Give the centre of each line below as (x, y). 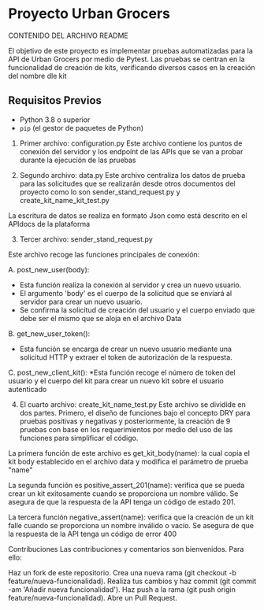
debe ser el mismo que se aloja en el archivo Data (100, 318)
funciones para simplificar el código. (79, 438)
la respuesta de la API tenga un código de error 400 (93, 534)
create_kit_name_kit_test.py (65, 200)
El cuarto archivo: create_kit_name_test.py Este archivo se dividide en (132, 404)
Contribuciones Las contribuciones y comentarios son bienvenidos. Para (126, 549)
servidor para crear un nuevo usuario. (81, 301)
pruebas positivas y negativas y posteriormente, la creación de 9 (125, 421)
